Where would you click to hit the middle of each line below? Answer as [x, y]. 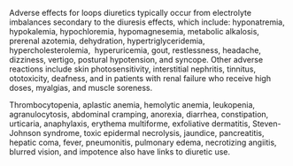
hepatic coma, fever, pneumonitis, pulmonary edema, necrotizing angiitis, [143, 142]
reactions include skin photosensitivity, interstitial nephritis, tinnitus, [133, 69]
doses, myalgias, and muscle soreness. [81, 88]
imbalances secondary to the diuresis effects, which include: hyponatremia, [147, 22]
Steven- [266, 124]
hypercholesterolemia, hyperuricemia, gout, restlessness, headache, [135, 50]
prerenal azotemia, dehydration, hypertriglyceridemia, [107, 41]
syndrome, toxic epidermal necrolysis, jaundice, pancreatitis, [154, 133]
